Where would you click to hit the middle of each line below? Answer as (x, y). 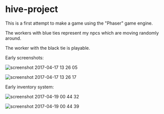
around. (13, 38)
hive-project (32, 9)
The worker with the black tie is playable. (48, 48)
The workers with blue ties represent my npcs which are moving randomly (82, 33)
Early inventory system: (30, 87)
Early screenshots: (24, 58)
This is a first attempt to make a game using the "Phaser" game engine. (79, 23)
